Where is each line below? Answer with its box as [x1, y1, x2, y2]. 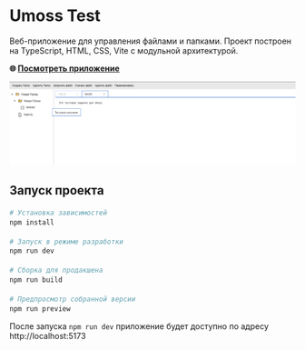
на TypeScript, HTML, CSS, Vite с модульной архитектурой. [9, 45, 239, 55]
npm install [9, 217, 54, 227]
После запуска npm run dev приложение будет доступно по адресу [9, 320, 270, 332]
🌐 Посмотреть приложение [9, 63, 120, 74]
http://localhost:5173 [9, 330, 86, 341]
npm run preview [9, 304, 71, 314]
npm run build [9, 275, 64, 285]
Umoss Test [9, 5, 102, 26]
